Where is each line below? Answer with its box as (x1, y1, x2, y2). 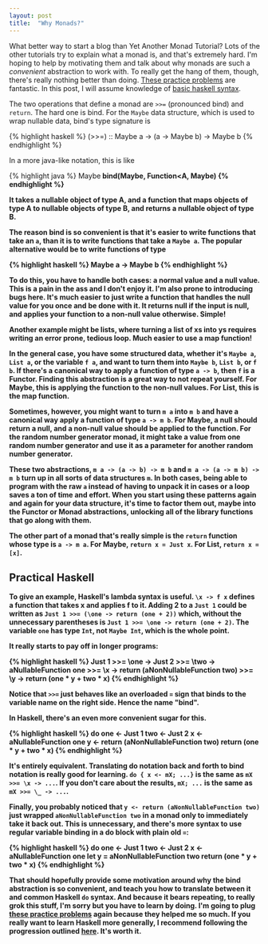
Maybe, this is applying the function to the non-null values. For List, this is (9, 383, 260, 392)
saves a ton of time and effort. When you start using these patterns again (9, 490, 257, 499)
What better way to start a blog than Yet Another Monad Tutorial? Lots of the (9, 41, 261, 50)
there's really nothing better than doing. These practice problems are (9, 75, 236, 85)
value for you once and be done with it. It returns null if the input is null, (9, 300, 250, 310)
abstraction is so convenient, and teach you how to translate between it (9, 884, 251, 894)
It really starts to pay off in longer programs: (9, 641, 159, 651)
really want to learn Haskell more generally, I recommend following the (9, 918, 248, 927)
